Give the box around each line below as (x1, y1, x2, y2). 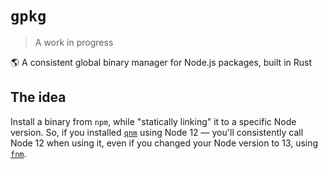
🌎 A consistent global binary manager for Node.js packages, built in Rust (10, 56, 312, 68)
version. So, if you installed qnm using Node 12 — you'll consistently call (10, 126, 304, 138)
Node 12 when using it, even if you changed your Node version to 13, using (10, 137, 319, 149)
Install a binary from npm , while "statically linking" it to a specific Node (10, 115, 297, 127)
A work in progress (34, 36, 114, 48)
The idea (10, 89, 67, 106)
